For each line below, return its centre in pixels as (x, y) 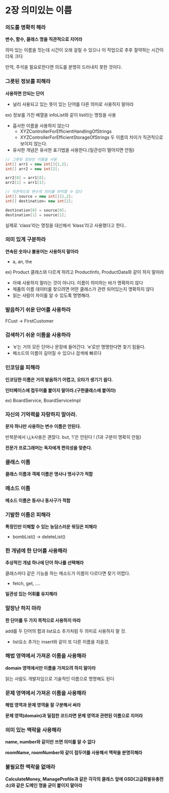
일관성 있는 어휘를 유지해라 (31, 594)
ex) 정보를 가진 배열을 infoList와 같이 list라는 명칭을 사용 (61, 115)
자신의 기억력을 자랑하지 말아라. (41, 414)
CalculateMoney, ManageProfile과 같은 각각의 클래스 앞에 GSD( (70, 779)
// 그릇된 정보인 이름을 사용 (31, 160)
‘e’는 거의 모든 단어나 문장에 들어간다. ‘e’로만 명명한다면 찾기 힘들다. (79, 347)
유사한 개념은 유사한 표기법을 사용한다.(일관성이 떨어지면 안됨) (73, 150)
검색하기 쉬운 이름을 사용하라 (38, 335)
